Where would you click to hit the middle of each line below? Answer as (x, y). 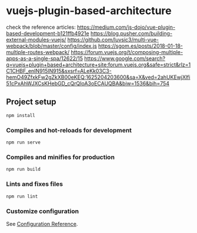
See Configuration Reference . (42, 224)
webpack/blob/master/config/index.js (51, 46)
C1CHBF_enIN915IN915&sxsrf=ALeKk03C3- (59, 71)
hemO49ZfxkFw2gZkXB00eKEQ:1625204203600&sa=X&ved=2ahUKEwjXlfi (98, 77)
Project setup (31, 102)
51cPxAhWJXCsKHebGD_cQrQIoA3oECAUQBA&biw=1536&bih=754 (88, 83)
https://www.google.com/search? (125, 58)
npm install (21, 115)
